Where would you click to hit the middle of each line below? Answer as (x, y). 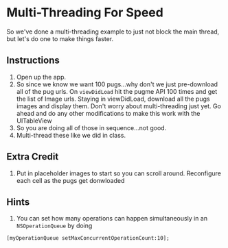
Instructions (33, 61)
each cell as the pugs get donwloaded (70, 180)
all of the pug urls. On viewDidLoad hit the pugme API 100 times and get (117, 91)
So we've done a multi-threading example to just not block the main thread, (113, 32)
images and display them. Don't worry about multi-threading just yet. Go (118, 106)
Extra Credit (33, 157)
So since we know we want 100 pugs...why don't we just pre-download (117, 84)
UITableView (34, 121)
